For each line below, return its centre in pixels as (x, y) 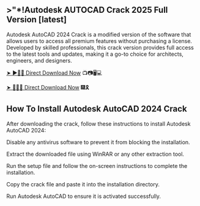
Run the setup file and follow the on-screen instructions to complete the (97, 166)
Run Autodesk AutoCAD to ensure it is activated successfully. (83, 196)
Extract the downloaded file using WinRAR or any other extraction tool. (95, 154)
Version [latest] (37, 20)
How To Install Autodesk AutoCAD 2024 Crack (97, 109)
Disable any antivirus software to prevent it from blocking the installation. (98, 142)
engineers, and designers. (39, 60)
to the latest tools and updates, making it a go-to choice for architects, (95, 54)
